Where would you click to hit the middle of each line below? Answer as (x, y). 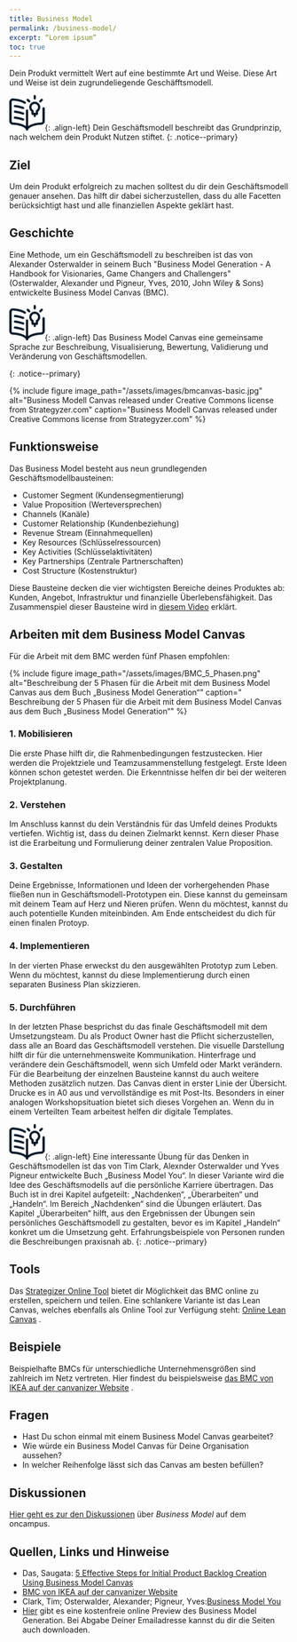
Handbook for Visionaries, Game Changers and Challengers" (120, 273)
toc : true (27, 47)
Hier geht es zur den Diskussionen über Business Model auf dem (128, 1514)
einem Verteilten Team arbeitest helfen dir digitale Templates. (121, 1112)
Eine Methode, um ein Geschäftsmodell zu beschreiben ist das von (131, 254)
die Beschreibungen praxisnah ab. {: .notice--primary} (109, 1241)
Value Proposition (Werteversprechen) (92, 504)
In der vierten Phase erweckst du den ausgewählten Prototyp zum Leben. (144, 965)
